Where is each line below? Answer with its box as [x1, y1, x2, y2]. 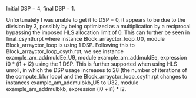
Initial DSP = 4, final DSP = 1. [6, 5, 75, 12]
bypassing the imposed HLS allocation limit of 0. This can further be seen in [6, 29, 190, 36]
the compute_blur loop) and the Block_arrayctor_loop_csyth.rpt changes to [6, 73, 187, 80]
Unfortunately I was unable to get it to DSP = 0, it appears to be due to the [6, 17, 186, 23]
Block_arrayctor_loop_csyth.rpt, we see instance [6, 48, 124, 55]
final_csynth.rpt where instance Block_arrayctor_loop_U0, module [6, 35, 165, 42]
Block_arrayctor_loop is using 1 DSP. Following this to [6, 41, 135, 48]
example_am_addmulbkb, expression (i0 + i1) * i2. [6, 86, 127, 92]
